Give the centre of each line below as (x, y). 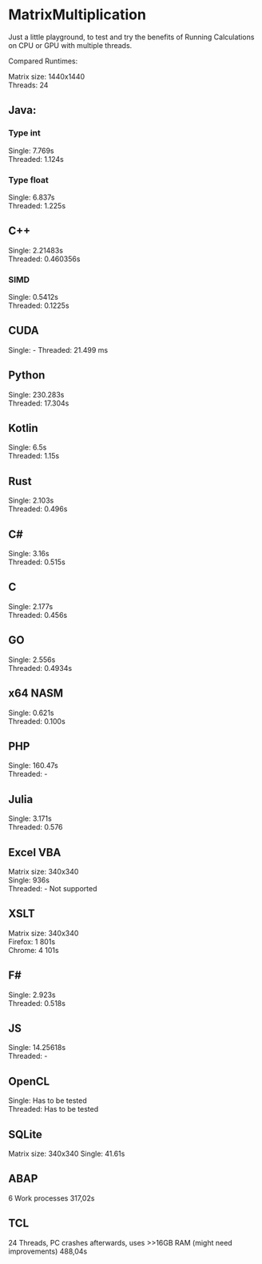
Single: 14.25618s (37, 1048)
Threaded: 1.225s (37, 205)
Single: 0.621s (31, 713)
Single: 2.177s (31, 606)
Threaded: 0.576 (36, 827)
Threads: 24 (28, 85)
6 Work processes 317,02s (52, 1198)
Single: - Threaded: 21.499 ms (58, 349)
